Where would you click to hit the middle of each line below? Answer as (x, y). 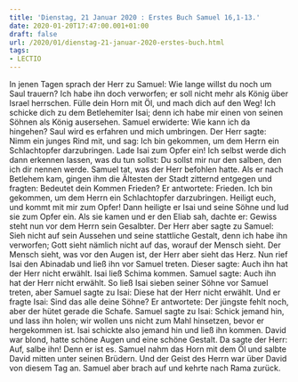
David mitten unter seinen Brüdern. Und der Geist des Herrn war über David (148, 358)
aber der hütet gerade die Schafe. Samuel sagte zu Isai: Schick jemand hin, (147, 311)
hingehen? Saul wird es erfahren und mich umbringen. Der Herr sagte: (138, 131)
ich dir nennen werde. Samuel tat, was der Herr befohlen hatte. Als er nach (146, 169)
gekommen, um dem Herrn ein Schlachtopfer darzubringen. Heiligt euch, (143, 198)
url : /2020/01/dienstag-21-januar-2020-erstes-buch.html (117, 42)
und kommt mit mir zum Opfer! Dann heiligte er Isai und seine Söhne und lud (149, 207)
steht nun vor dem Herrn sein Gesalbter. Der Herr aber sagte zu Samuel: (141, 226)
